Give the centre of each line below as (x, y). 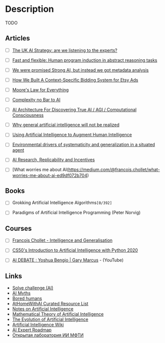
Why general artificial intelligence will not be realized (66, 125)
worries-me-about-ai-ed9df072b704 (50, 175)
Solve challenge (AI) (33, 288)
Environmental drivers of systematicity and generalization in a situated (83, 145)
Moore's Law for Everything (40, 90)
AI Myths (21, 293)
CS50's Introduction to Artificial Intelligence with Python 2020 (75, 250)
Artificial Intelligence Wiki (38, 325)
